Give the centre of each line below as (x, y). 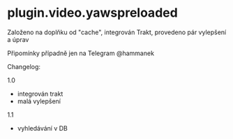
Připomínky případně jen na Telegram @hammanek (81, 53)
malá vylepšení (39, 101)
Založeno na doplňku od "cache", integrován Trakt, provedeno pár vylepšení (117, 32)
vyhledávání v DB (42, 128)
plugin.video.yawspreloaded (92, 13)
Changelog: (24, 66)
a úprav (18, 39)
